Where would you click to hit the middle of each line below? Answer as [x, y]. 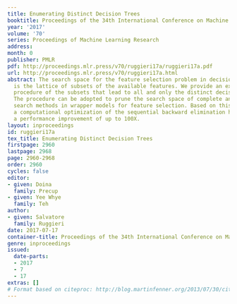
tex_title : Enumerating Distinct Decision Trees [80, 138]
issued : [19, 250]
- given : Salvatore [36, 217]
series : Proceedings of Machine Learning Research [83, 40]
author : [19, 211]
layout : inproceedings [41, 125]
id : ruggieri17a [31, 132]
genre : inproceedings [39, 243]
